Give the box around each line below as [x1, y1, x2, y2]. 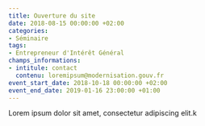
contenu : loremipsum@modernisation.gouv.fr [15, 71, 164, 79]
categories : [8, 26, 48, 35]
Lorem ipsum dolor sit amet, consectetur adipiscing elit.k [8, 108, 198, 118]
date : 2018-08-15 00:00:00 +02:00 [8, 19, 125, 27]
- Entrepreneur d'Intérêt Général [8, 49, 125, 57]
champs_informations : [8, 57, 82, 65]
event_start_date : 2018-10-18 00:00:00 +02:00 [8, 79, 168, 87]
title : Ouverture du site [8, 11, 95, 20]
